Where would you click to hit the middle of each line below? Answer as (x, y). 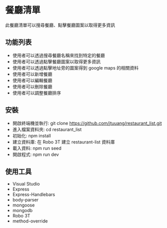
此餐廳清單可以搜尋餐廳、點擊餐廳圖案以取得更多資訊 (60, 25)
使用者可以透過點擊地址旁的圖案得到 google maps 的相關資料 (75, 67)
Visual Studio (26, 184)
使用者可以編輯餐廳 (32, 80)
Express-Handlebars (34, 194)
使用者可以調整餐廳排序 (37, 92)
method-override (30, 221)
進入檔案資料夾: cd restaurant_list (47, 129)
